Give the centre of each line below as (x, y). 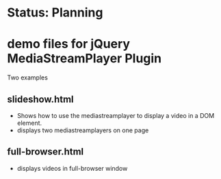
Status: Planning (55, 13)
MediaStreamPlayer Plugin (84, 59)
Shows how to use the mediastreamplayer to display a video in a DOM (116, 115)
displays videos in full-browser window (72, 168)
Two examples (27, 77)
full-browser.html (45, 152)
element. (29, 123)
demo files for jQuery (69, 44)
